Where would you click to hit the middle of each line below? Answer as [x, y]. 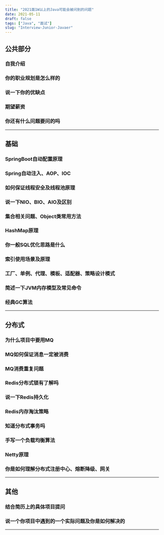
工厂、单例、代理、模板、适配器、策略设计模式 [60, 274]
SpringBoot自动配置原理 [34, 159]
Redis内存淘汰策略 [27, 412]
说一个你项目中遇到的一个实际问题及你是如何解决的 [65, 521]
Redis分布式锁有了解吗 [32, 383]
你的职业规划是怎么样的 [32, 78]
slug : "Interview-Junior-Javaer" [39, 28]
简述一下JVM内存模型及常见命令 [43, 288]
